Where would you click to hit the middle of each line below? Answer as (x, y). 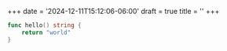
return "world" (46, 32)
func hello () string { (44, 25)
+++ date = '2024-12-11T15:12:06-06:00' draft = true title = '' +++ (113, 11)
